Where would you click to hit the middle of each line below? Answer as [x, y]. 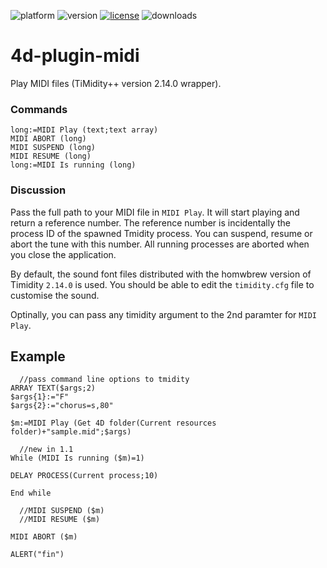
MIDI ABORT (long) [48, 139]
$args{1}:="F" [40, 397]
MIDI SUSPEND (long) [53, 148]
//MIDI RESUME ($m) [60, 520]
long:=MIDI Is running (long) [73, 165]
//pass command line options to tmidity [104, 380]
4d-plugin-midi [75, 56]
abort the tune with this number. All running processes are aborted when [160, 244]
